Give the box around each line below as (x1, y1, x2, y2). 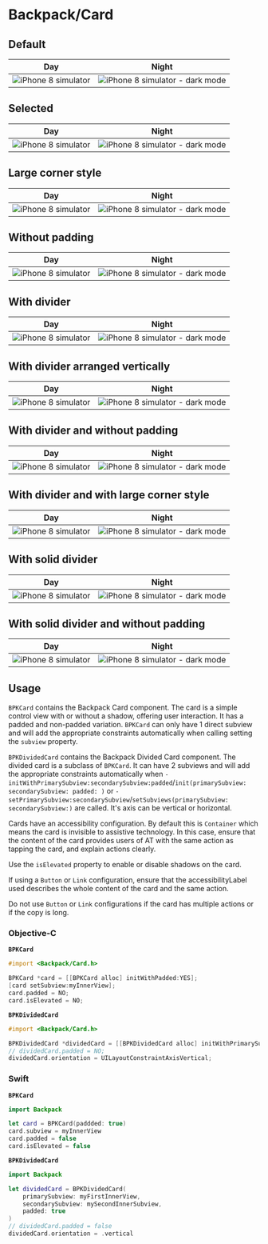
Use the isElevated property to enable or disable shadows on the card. (8, 860, 242, 870)
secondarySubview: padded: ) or (8, 786, 114, 796)
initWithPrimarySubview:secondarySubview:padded (8, 779, 173, 787)
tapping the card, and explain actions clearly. (8, 844, 156, 854)
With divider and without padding (8, 424, 179, 438)
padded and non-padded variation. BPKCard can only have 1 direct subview (8, 720, 253, 730)
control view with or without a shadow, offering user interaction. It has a (8, 711, 244, 721)
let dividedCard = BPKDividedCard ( (8, 1185, 127, 1193)
